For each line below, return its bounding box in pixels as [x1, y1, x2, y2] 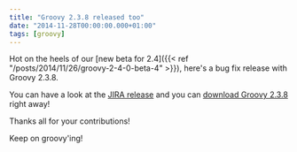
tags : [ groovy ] [9, 29, 66, 38]
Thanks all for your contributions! [9, 116, 130, 126]
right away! [9, 99, 51, 110]
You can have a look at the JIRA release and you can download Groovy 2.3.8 [9, 89, 288, 100]
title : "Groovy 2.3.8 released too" [9, 12, 145, 22]
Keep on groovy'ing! [9, 133, 83, 144]
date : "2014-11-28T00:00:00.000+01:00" [9, 21, 157, 30]
